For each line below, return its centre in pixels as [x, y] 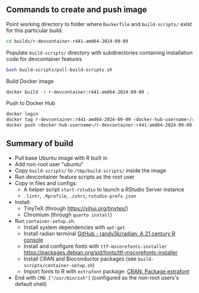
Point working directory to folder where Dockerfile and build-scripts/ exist [99, 24]
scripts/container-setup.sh [58, 265]
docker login [22, 114]
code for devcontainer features [44, 59]
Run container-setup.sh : [45, 221]
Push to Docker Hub [31, 103]
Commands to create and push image [77, 10]
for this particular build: [35, 30]
